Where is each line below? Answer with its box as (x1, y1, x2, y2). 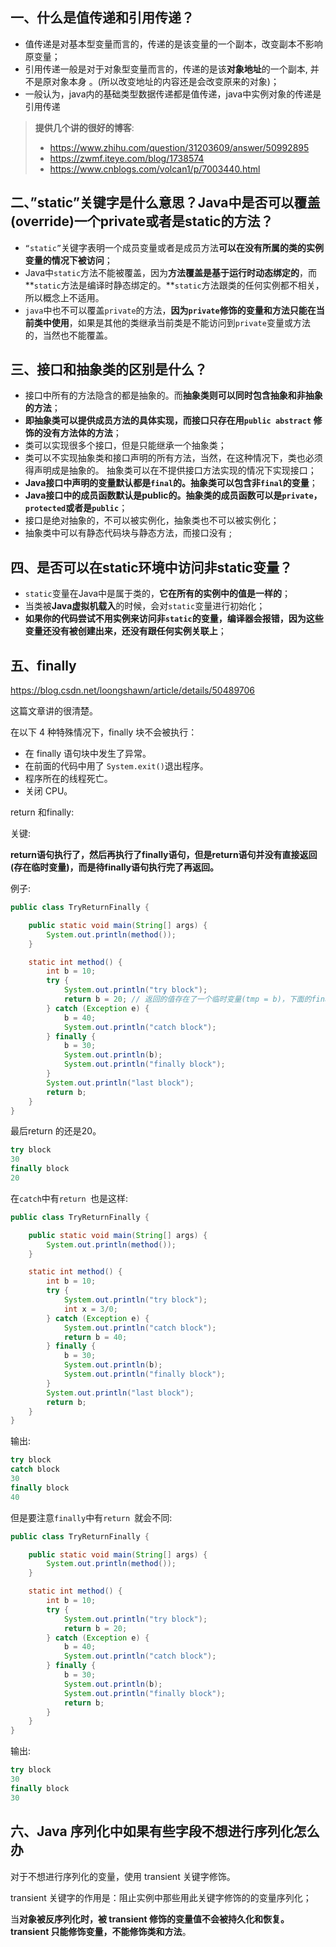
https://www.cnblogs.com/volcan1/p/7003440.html (49, 163, 261, 175)
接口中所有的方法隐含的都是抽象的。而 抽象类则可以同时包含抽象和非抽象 (24, 389, 323, 402)
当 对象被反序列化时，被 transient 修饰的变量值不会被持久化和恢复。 (10, 1913, 290, 1925)
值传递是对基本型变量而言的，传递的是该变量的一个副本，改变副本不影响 (24, 38, 323, 50)
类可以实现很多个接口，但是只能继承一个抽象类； (24, 439, 227, 452)
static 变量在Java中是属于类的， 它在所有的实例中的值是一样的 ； (24, 588, 292, 600)
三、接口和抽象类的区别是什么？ (10, 361, 208, 378)
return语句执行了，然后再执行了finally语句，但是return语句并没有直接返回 (10, 849, 318, 861)
